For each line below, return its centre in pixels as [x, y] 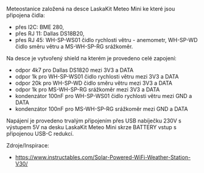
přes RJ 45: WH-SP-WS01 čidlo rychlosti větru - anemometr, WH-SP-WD [106, 40]
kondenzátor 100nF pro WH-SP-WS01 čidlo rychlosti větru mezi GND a [104, 96]
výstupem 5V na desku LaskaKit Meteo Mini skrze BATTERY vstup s [91, 127]
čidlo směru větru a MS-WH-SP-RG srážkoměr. [74, 46]
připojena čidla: [26, 15]
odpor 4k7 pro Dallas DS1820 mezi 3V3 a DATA [74, 70]
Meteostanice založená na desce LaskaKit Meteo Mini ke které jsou [91, 9]
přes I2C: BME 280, [40, 27]
